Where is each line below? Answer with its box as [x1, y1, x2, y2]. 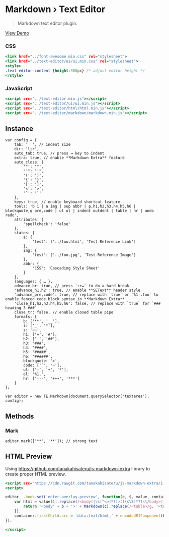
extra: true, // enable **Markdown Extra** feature [14, 155, 125, 160]
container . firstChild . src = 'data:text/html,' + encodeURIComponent [14, 513, 161, 518]
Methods [5, 412, 34, 420]
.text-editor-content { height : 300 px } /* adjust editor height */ [5, 68, 145, 73]
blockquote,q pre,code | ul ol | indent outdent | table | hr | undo [5, 208, 154, 213]
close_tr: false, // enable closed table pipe [14, 310, 114, 315]
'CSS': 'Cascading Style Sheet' [32, 266, 100, 271]
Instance [5, 124, 34, 133]
